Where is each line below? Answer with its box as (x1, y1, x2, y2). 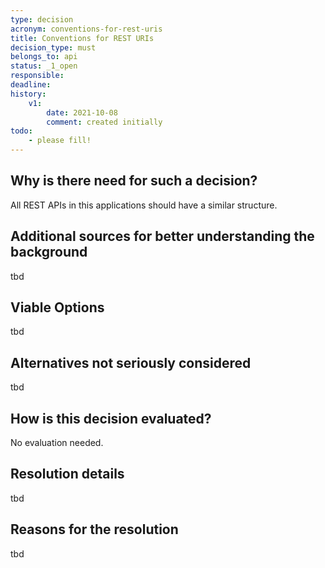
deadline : (10, 80, 52, 90)
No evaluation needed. (10, 437, 104, 449)
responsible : (10, 71, 65, 81)
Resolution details (10, 466, 125, 483)
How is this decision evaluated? (10, 410, 212, 427)
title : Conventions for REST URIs (10, 33, 155, 43)
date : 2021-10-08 (46, 107, 118, 118)
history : (10, 89, 47, 99)
